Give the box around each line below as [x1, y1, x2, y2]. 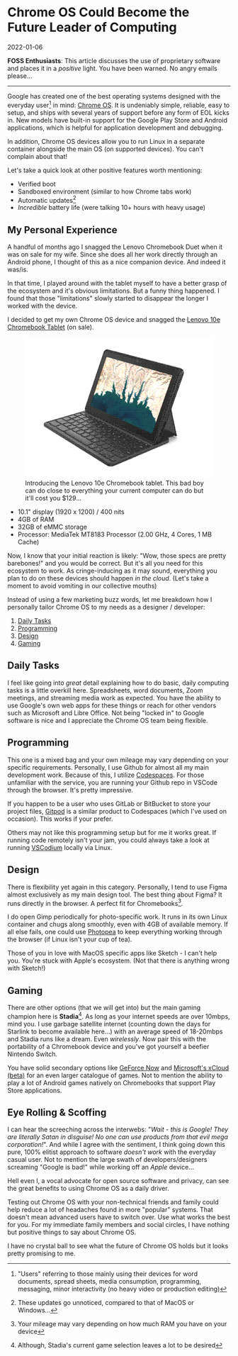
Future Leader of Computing [7, 19, 177, 35]
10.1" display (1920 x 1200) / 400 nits [17, 508, 125, 516]
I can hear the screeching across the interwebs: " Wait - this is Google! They [7, 1125, 229, 1134]
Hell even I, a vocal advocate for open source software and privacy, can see [7, 1177, 229, 1185]
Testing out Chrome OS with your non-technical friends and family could [7, 1198, 220, 1206]
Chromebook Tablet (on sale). [7, 323, 94, 332]
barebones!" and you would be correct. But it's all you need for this [7, 559, 203, 568]
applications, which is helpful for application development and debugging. [7, 123, 224, 132]
